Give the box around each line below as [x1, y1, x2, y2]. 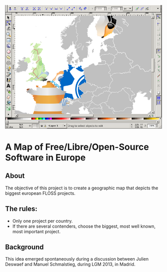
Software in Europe [5, 152, 86, 163]
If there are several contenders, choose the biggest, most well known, [12, 223, 156, 229]
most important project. [12, 228, 61, 234]
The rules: [5, 205, 38, 213]
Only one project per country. [12, 218, 73, 224]
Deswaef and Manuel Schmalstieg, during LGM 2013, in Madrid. [5, 262, 136, 268]
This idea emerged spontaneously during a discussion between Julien [5, 256, 149, 262]
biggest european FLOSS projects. [5, 190, 76, 196]
